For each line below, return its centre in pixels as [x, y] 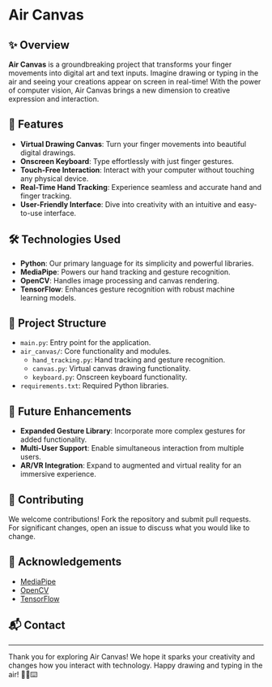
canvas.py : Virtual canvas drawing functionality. [112, 369]
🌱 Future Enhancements [70, 411]
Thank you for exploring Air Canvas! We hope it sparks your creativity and [132, 656]
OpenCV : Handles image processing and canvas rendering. [120, 280]
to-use [31, 213]
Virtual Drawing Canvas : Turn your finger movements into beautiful [133, 144]
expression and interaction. [54, 99]
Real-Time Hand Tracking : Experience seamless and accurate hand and [140, 187]
